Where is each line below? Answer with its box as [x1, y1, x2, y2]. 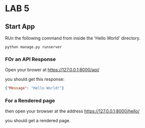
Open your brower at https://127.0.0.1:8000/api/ [5, 67, 100, 73]
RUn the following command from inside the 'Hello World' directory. [5, 35, 141, 41]
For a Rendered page [5, 97, 55, 104]
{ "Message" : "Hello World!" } [5, 86, 64, 91]
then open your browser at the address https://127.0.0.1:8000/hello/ [5, 108, 140, 114]
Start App [5, 22, 35, 31]
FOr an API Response [5, 55, 56, 62]
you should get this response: [5, 76, 65, 82]
